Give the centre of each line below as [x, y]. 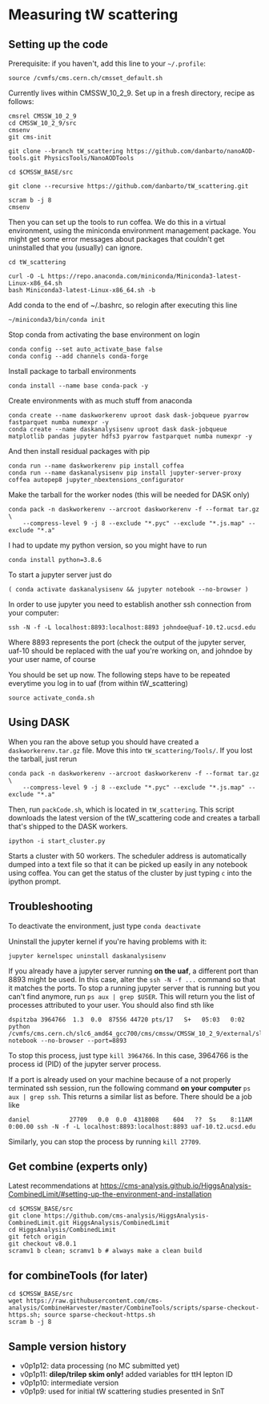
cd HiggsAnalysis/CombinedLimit [62, 1230]
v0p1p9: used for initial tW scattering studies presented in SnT [122, 1391]
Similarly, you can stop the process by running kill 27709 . [105, 1141]
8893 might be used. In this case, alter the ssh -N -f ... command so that [132, 979]
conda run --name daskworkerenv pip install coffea [96, 466]
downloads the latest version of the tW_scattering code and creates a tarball [134, 817]
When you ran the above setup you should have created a [104, 741]
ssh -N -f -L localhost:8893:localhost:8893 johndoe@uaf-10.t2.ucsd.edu [132, 628]
